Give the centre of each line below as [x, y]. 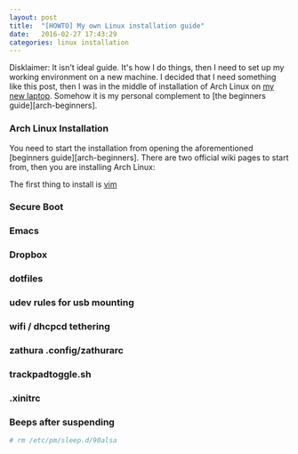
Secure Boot [36, 207]
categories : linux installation [69, 42]
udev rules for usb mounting [72, 303]
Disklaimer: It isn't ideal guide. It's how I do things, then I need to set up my [147, 68]
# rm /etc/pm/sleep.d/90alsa [63, 441]
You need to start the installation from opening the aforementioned [131, 148]
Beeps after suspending [62, 422]
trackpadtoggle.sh [50, 374]
